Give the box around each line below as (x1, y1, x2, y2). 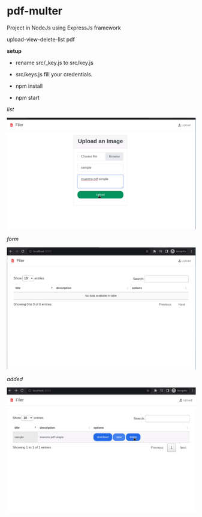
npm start (15, 94, 40, 101)
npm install (15, 82, 43, 90)
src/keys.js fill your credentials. (15, 70, 93, 78)
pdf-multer (7, 4, 63, 18)
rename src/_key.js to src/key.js (15, 59, 94, 66)
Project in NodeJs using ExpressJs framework (7, 24, 122, 31)
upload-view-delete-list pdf (7, 35, 76, 43)
